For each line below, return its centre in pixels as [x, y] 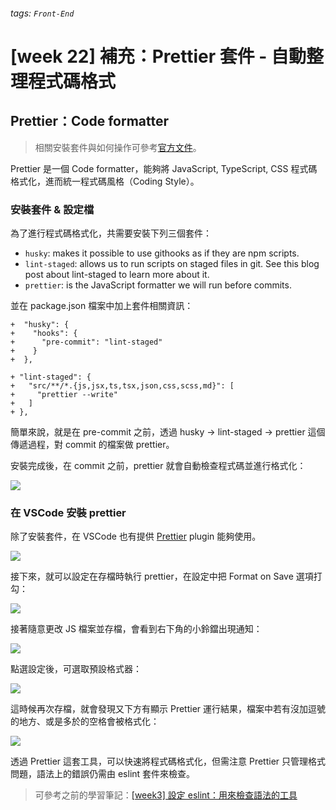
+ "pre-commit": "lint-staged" [86, 342]
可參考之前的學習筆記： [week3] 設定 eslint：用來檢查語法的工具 [166, 795]
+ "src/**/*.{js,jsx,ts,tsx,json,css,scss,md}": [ [122, 385]
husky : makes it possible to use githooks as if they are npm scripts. [162, 253]
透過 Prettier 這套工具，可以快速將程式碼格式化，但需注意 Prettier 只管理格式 [168, 761]
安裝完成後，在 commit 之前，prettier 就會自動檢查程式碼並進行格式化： [158, 465]
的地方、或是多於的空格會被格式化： [85, 721]
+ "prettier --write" [64, 394]
